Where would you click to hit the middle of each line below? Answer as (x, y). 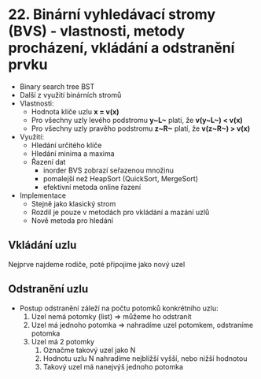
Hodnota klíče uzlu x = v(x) (75, 111)
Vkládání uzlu (42, 245)
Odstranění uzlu (48, 289)
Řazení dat (48, 162)
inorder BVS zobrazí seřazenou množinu (108, 170)
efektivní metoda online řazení (92, 187)
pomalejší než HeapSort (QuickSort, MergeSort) (121, 178)
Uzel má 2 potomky (63, 341)
